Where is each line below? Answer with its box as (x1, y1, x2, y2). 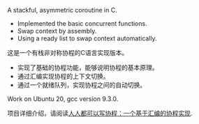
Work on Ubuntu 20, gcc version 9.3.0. (7, 95, 119, 103)
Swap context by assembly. (17, 27, 97, 35)
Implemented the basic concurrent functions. (17, 20, 148, 27)
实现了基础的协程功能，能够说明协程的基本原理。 (17, 63, 159, 72)
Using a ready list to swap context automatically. (17, 34, 157, 42)
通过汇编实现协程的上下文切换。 (17, 72, 110, 80)
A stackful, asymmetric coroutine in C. (7, 6, 117, 14)
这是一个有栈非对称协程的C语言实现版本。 (7, 49, 128, 56)
